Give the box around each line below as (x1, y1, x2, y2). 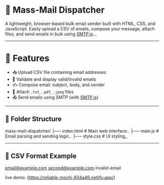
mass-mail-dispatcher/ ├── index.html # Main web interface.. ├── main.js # (5, 128, 159, 134)
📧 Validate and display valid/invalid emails (12, 76, 96, 82)
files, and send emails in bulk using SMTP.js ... (5, 31, 97, 37)
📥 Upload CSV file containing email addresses (12, 69, 106, 75)
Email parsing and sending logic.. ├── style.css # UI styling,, (5, 133, 128, 139)
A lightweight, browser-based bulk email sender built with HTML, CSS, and (5, 21, 156, 26)
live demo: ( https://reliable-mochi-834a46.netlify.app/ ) (5, 174, 116, 180)
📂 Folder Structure (5, 115, 62, 123)
